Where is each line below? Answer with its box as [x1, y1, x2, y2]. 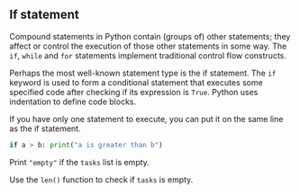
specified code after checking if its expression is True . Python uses [9, 86, 259, 97]
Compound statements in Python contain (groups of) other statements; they [9, 31, 291, 41]
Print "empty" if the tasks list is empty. [9, 156, 150, 167]
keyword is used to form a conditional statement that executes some [9, 76, 263, 88]
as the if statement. [9, 123, 81, 134]
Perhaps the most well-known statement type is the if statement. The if [9, 67, 277, 78]
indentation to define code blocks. [9, 96, 137, 107]
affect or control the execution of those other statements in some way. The [9, 40, 287, 51]
